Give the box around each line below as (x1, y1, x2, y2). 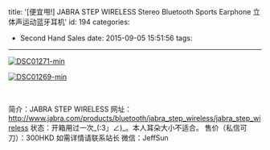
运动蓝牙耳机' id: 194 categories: (22, 17, 130, 27)
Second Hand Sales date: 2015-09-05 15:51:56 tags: (19, 33, 193, 43)
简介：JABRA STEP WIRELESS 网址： (8, 104, 133, 114)
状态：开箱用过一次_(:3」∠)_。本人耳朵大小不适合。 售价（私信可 (30, 123, 247, 132)
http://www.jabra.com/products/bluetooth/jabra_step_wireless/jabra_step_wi (8, 114, 261, 123)
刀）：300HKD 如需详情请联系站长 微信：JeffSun (8, 133, 169, 143)
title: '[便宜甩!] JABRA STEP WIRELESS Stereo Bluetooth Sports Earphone (8, 7, 252, 16)
